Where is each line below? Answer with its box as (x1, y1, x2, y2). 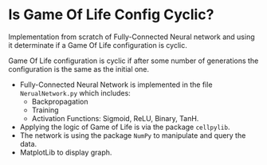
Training (31, 105, 59, 115)
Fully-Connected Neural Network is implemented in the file (19, 80, 213, 89)
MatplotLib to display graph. (19, 147, 112, 157)
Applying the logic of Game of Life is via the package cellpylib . (19, 122, 230, 132)
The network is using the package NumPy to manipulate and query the (19, 130, 246, 140)
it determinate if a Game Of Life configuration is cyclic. (8, 40, 187, 49)
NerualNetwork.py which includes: (19, 88, 132, 97)
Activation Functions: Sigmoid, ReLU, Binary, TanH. (31, 113, 199, 123)
